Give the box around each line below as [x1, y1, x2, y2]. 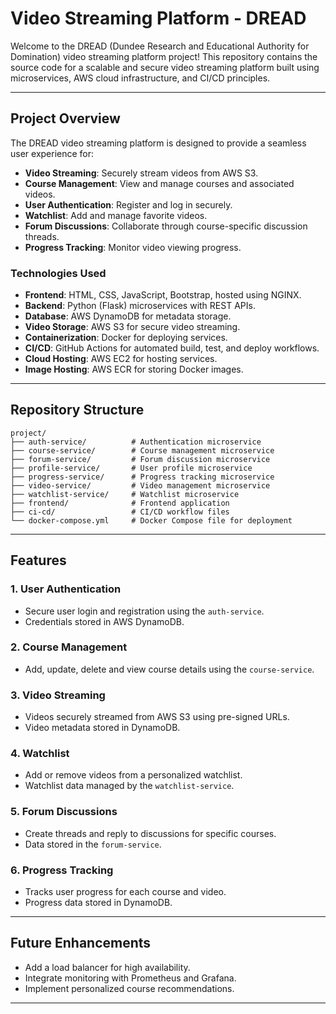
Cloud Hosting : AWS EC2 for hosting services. [24, 353, 218, 365]
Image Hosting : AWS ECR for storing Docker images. [24, 363, 244, 376]
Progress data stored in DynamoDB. [24, 897, 173, 909]
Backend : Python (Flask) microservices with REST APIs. [24, 300, 256, 312]
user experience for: [10, 147, 95, 159]
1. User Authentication [10, 582, 122, 596]
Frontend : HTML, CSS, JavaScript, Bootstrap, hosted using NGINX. [24, 289, 302, 301]
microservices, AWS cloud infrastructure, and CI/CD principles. [10, 72, 271, 84]
